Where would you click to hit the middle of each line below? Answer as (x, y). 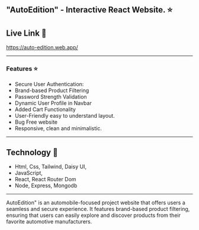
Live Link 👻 (26, 33)
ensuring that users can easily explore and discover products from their (93, 215)
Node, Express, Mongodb (46, 185)
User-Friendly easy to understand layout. (65, 115)
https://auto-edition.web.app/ (42, 48)
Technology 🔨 (32, 152)
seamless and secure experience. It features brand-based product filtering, (98, 209)
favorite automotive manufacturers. (49, 222)
